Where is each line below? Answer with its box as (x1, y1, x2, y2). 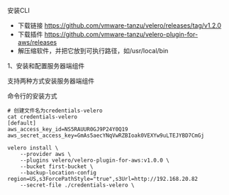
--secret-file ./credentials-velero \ (20, 182, 135, 189)
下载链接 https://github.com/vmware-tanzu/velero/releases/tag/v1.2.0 (17, 21, 222, 30)
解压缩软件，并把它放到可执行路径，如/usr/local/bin (17, 47, 169, 55)
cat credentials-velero (7, 113, 78, 121)
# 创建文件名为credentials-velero (7, 107, 103, 114)
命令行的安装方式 (7, 91, 57, 100)
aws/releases (17, 38, 57, 46)
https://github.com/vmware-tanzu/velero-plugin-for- (44, 30, 199, 38)
